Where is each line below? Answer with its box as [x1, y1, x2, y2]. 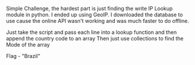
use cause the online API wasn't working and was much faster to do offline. [6, 18, 190, 24]
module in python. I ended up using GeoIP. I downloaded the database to [6, 11, 183, 18]
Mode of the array [6, 41, 50, 48]
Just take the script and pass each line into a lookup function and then [6, 29, 177, 36]
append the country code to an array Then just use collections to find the [6, 35, 184, 42]
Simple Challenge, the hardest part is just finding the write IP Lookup [6, 5, 173, 12]
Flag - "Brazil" [6, 53, 41, 59]
